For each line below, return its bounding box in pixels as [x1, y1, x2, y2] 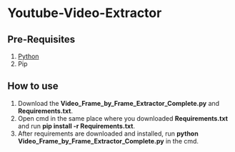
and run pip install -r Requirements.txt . [17, 121, 136, 130]
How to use [7, 80, 59, 92]
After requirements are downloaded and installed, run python [17, 129, 199, 138]
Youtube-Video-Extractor [7, 5, 162, 21]
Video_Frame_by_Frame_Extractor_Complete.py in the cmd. [17, 136, 199, 145]
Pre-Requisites [7, 33, 76, 45]
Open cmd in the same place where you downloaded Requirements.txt [17, 114, 229, 122]
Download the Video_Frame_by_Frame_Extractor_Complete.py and [17, 99, 220, 107]
